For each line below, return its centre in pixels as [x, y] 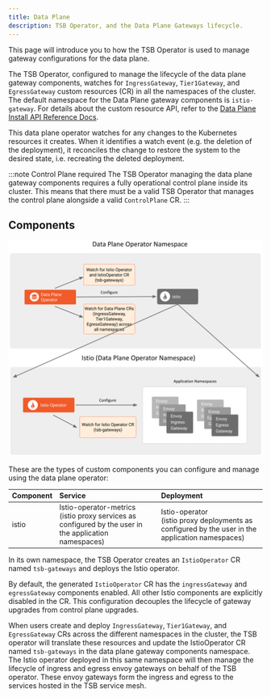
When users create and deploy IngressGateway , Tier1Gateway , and [118, 625]
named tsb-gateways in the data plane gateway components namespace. [129, 651]
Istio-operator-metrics [98, 507]
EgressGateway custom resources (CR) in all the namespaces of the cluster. [132, 91]
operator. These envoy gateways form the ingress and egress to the [121, 677]
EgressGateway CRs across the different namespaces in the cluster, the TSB [133, 634]
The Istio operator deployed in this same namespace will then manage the [131, 660]
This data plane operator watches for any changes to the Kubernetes [123, 133]
